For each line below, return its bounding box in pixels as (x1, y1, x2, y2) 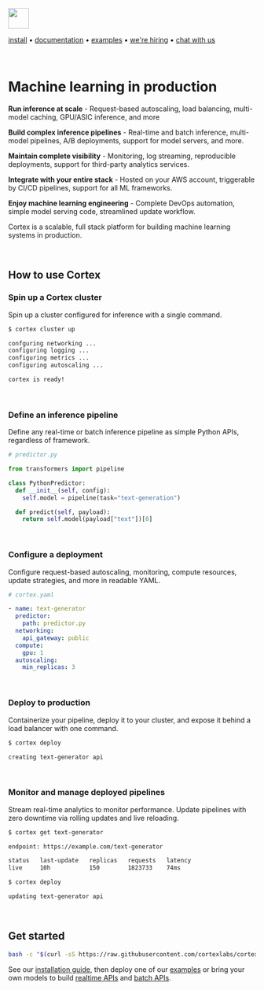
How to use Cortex (8, 268, 101, 282)
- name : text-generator (8, 605, 86, 613)
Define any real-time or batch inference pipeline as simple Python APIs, (8, 427, 240, 437)
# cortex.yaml (8, 590, 55, 599)
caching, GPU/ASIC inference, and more (30, 112, 160, 121)
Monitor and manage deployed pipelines (8, 787, 166, 798)
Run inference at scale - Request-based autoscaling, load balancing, (8, 104, 233, 113)
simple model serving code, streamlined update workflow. (8, 206, 196, 216)
